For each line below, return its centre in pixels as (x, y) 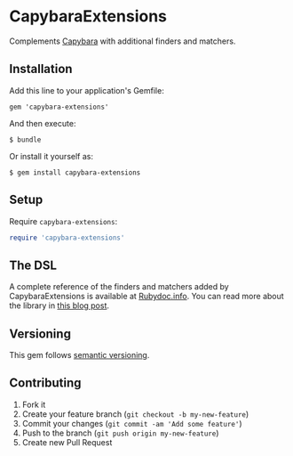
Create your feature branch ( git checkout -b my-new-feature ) (135, 414)
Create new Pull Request (67, 442)
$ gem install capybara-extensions (75, 172)
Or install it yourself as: (51, 156)
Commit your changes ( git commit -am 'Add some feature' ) (132, 423)
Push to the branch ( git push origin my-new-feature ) (120, 433)
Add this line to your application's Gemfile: (87, 90)
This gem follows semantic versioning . (79, 355)
